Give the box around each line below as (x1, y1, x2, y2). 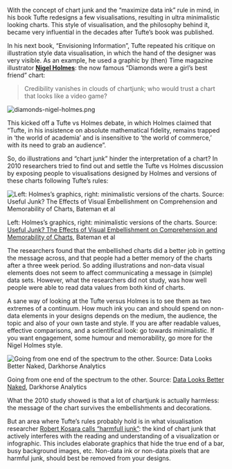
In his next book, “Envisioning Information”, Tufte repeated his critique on (7, 42, 215, 49)
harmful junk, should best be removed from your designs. (7, 454, 171, 462)
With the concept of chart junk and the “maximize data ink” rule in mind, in (7, 6, 220, 14)
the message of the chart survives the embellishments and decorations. (7, 404, 213, 412)
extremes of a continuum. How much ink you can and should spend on (7, 304, 209, 312)
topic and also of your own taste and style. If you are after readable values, (7, 319, 222, 327)
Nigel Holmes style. (7, 341, 63, 349)
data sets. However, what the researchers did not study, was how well (7, 276, 207, 284)
